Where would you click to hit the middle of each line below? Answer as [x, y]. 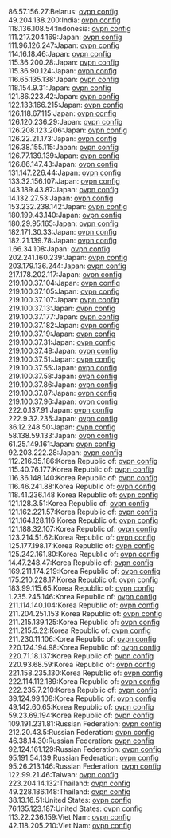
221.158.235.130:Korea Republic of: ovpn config [85, 673]
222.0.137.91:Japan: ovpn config [61, 410]
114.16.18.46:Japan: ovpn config [60, 54]
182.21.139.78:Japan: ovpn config [63, 240]
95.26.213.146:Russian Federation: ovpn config [85, 766]
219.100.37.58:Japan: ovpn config [63, 376]
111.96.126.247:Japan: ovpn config [64, 45]
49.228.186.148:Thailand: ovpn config [70, 792]
